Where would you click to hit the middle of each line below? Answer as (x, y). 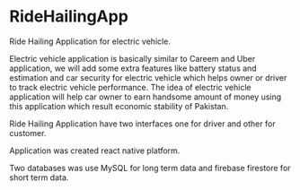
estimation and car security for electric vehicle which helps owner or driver (148, 77)
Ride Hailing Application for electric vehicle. (90, 41)
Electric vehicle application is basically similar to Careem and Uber (132, 58)
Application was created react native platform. (95, 151)
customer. (28, 133)
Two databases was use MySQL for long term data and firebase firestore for (150, 168)
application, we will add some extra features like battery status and (133, 68)
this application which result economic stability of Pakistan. (119, 106)
